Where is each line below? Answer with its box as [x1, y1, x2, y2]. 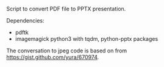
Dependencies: [6, 17, 45, 24]
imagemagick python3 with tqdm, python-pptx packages [15, 35, 159, 42]
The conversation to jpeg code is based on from [6, 47, 127, 54]
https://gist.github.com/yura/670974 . [6, 54, 99, 60]
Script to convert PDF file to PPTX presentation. [6, 5, 126, 12]
